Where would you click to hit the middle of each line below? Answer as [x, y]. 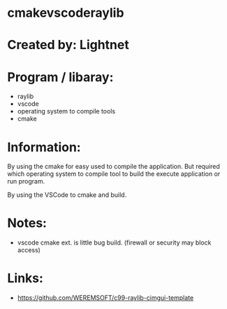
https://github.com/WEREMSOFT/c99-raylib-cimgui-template [105, 298]
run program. [26, 181]
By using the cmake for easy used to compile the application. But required [113, 167]
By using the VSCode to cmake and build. [67, 195]
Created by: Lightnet [68, 45]
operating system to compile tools [66, 111]
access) [29, 250]
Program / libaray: [60, 77]
